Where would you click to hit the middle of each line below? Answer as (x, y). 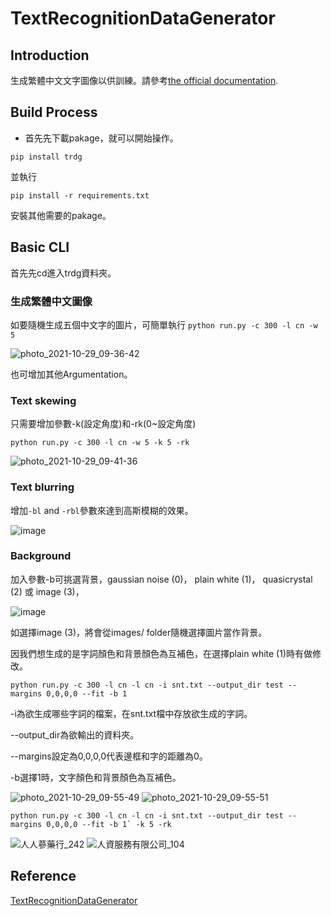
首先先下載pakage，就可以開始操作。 (101, 138)
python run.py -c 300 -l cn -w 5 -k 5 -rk (100, 443)
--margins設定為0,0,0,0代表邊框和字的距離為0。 (109, 756)
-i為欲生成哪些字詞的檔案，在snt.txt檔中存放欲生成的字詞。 (131, 713)
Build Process (54, 112)
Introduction (50, 55)
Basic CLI (40, 247)
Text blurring (42, 487)
